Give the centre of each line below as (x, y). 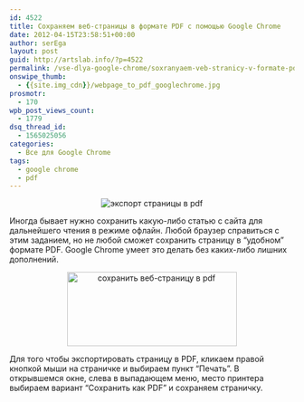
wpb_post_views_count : (52, 110)
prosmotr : (28, 93)
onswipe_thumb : (38, 77)
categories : (32, 144)
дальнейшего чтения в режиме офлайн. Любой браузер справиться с (145, 231)
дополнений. (34, 260)
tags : (19, 161)
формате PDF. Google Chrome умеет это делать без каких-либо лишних (148, 250)
